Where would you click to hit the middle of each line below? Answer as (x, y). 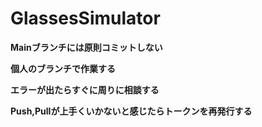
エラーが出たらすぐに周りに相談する (85, 89)
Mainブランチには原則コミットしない (86, 47)
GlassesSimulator (85, 18)
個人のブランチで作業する (63, 68)
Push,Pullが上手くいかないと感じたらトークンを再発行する (131, 111)
